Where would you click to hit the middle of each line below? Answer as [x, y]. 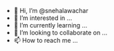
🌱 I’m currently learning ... [50, 25]
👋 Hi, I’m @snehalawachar [51, 11]
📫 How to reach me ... [46, 40]
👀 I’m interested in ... [43, 18]
